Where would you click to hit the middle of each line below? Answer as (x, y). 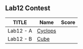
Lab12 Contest (28, 8)
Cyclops (46, 30)
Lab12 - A (20, 30)
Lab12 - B (20, 38)
